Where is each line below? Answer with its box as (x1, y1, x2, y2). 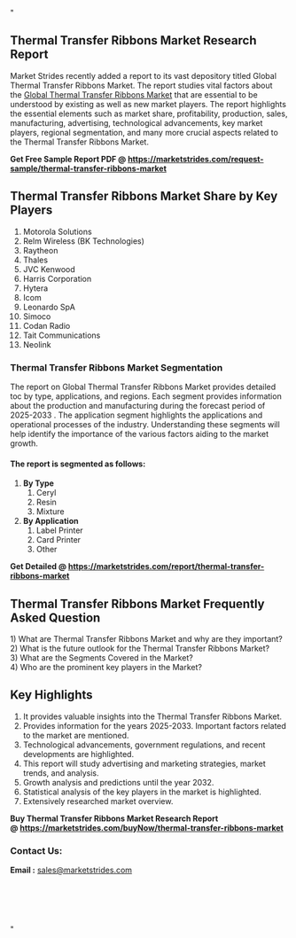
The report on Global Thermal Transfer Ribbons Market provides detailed (10, 381, 277, 392)
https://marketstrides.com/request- (128, 153, 264, 164)
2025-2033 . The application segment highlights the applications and (10, 410, 263, 420)
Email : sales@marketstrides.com (10, 864, 132, 876)
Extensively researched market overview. (22, 795, 174, 806)
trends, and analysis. (22, 767, 99, 778)
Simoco (22, 310, 51, 322)
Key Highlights (10, 687, 93, 703)
